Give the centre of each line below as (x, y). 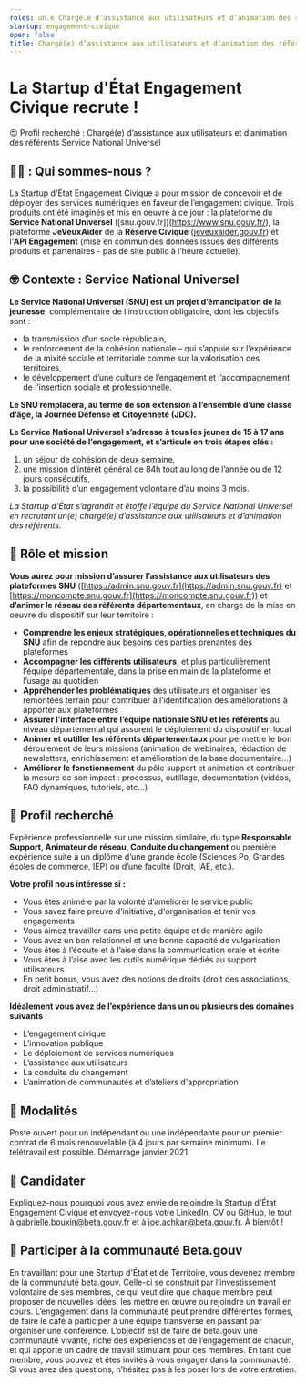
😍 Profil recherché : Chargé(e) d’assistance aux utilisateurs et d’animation (148, 133)
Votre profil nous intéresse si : (67, 884)
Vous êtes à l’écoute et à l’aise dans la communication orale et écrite (151, 950)
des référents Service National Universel (85, 143)
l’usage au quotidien (61, 680)
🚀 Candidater (47, 1180)
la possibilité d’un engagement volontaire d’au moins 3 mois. (136, 488)
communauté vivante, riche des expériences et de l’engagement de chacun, (152, 1340)
